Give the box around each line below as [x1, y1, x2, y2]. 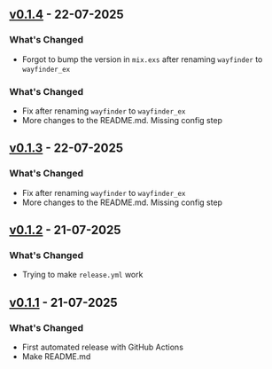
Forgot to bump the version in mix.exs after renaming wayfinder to [21, 53, 263, 65]
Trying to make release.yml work [21, 270, 144, 280]
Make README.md [21, 351, 91, 362]
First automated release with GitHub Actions [21, 342, 184, 353]
